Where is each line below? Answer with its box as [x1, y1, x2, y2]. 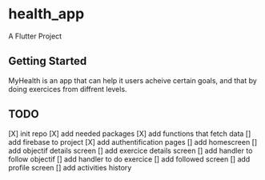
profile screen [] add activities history [8, 162, 132, 172]
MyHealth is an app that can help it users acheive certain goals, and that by [8, 75, 258, 85]
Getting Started [8, 54, 87, 68]
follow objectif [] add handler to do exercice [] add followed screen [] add [8, 154, 251, 164]
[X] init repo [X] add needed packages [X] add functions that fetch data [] [8, 129, 251, 138]
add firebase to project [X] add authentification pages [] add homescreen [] [8, 137, 258, 146]
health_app [8, 5, 85, 23]
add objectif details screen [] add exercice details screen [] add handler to [8, 146, 253, 155]
